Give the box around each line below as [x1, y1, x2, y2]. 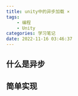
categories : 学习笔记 [6, 31, 56, 37]
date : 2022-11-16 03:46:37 [6, 36, 73, 42]
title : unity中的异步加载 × [6, 8, 70, 15]
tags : [6, 14, 19, 20]
